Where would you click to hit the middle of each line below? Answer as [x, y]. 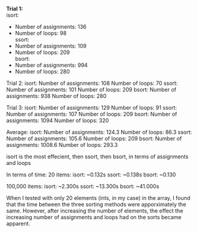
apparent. [18, 223]
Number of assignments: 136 [51, 27]
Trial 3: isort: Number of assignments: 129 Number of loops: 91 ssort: [92, 107]
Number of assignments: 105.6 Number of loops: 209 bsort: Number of [94, 138]
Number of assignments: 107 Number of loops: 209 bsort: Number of [92, 114]
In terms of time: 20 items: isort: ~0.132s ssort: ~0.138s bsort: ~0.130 [91, 175]
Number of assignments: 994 [51, 65]
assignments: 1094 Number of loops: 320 [58, 120]
